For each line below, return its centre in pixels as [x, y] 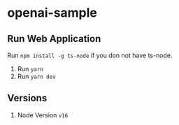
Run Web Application [54, 39]
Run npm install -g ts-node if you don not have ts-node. [90, 55]
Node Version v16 [43, 115]
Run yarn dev [36, 76]
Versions [27, 98]
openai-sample [52, 13]
